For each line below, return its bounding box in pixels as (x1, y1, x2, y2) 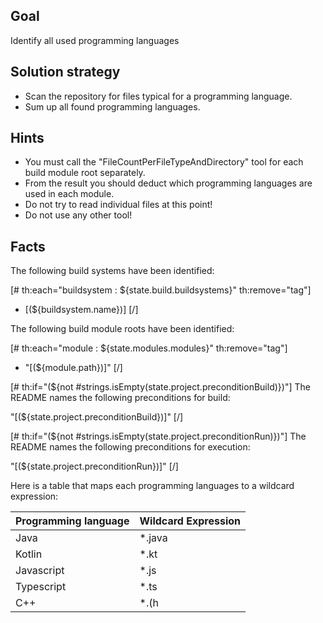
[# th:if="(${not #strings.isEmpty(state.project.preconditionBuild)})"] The (10, 381, 311, 393)
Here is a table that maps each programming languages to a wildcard (10, 480, 295, 492)
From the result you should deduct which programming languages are (24, 177, 313, 189)
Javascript (15, 564, 65, 578)
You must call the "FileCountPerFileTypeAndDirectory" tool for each (24, 156, 304, 168)
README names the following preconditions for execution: (10, 441, 251, 453)
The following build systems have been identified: (10, 265, 215, 277)
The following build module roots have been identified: (10, 323, 235, 335)
